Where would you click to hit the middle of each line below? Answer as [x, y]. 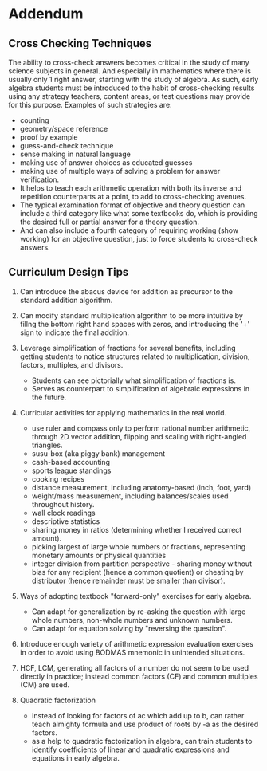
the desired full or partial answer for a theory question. [110, 222]
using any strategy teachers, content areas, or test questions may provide [130, 96]
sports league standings [71, 470]
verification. [39, 179]
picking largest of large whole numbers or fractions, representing [139, 546]
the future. [49, 397]
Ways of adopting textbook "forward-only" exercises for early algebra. [135, 596]
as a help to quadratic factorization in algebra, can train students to [142, 741]
